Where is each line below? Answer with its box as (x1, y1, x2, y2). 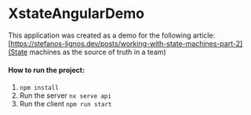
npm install (19, 84, 59, 92)
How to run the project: (8, 65, 85, 74)
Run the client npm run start (19, 99, 112, 109)
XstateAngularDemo (8, 5, 145, 23)
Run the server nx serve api (19, 91, 112, 100)
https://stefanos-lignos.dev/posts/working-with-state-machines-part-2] (10, 38, 243, 48)
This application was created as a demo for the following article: (8, 31, 216, 40)
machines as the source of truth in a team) (29, 47, 166, 56)
